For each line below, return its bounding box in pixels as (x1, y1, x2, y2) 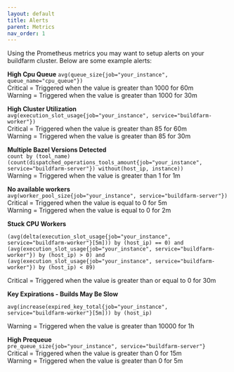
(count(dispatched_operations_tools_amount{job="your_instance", (7, 159, 202, 166)
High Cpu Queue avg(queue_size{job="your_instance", (7, 70, 169, 79)
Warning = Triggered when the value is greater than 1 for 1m (7, 171, 181, 180)
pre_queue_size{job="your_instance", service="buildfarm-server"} (7, 343, 206, 350)
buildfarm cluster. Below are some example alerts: (7, 57, 152, 65)
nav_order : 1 (7, 29, 46, 37)
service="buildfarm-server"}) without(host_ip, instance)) (7, 166, 184, 173)
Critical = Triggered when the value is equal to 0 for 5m (7, 199, 167, 207)
